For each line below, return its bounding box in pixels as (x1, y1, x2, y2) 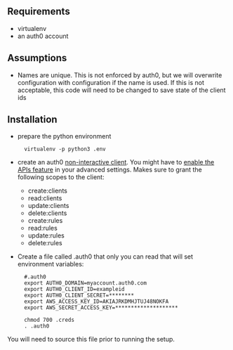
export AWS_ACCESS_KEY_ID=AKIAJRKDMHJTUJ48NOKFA (24, 298, 169, 305)
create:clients (27, 186, 68, 195)
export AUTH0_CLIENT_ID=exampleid (24, 286, 125, 293)
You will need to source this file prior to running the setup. (7, 335, 175, 344)
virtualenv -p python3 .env (24, 145, 107, 153)
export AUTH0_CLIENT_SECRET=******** (24, 292, 135, 299)
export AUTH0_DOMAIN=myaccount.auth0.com (24, 280, 147, 287)
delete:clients (27, 209, 67, 217)
